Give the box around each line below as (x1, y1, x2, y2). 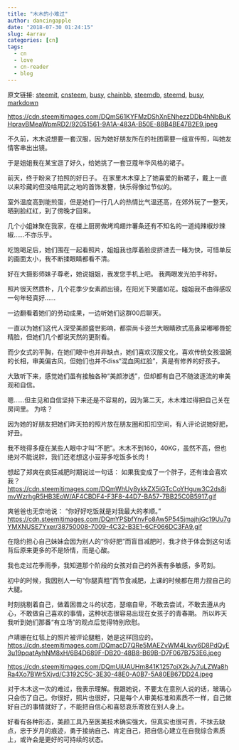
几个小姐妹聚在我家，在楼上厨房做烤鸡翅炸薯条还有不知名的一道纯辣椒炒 (7, 221, 219, 230)
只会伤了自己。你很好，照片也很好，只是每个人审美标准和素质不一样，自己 (7, 693, 225, 702)
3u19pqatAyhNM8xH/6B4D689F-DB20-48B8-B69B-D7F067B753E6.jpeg (7, 648, 222, 657)
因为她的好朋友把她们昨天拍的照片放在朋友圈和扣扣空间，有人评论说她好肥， (7, 419, 232, 428)
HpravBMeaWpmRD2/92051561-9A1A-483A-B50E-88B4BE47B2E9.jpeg (7, 119, 218, 128)
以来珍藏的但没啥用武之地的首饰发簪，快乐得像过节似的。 (7, 182, 176, 191)
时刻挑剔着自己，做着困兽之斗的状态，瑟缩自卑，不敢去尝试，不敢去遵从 (7, 600, 219, 609)
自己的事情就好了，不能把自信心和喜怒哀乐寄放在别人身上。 (13, 702, 188, 711)
